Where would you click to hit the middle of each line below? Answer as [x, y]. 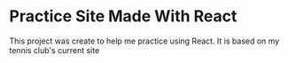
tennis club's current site [54, 50]
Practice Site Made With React [123, 16]
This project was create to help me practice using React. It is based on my [144, 41]
